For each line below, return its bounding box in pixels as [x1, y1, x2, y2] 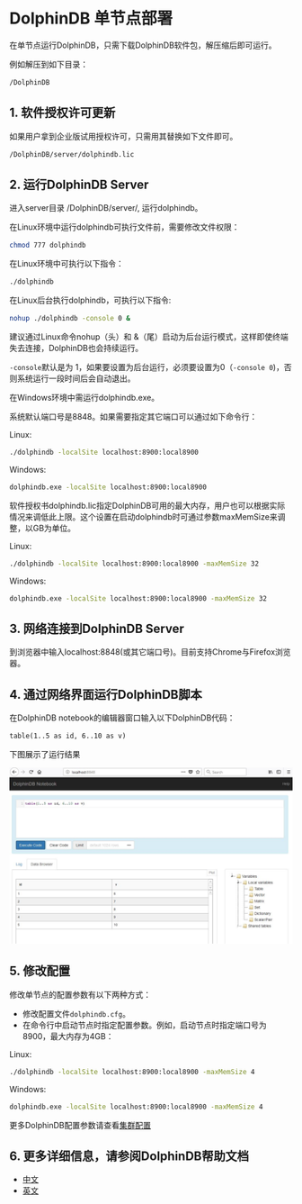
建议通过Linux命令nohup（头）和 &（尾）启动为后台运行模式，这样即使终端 [9, 330, 289, 342]
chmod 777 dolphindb [9, 240, 87, 250]
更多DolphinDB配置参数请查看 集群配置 [9, 1119, 151, 1130]
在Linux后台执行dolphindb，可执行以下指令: [9, 294, 172, 306]
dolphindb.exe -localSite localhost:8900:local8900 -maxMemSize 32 [9, 593, 268, 603]
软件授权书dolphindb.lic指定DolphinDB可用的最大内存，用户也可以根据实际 [9, 500, 286, 511]
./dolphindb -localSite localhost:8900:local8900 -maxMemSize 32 [9, 559, 259, 568]
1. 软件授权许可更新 [9, 105, 116, 121]
